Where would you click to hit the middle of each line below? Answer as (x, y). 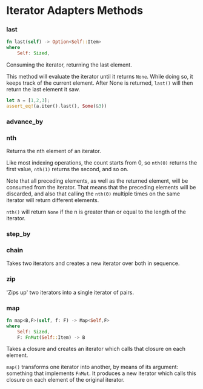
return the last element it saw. (43, 90)
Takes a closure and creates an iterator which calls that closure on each (96, 349)
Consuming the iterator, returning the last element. (69, 65)
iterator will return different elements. (53, 200)
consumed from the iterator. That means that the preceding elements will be (101, 188)
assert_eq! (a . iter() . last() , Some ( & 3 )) (57, 106)
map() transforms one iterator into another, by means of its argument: (92, 367)
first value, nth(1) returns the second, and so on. (68, 169)
